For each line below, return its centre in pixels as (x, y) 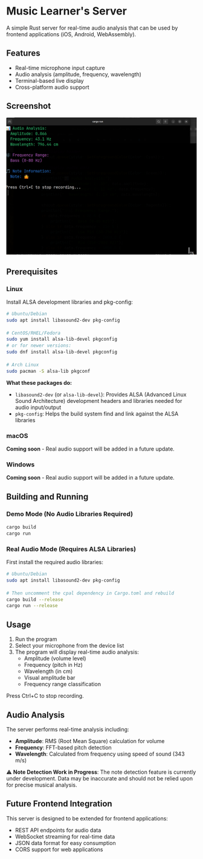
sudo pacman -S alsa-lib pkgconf (48, 371)
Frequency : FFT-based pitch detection (63, 747)
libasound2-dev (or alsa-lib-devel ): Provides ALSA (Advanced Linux (101, 394)
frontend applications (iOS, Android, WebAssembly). (71, 34)
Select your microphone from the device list (69, 646)
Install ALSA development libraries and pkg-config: (69, 302)
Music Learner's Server (66, 11)
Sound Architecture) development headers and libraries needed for (98, 401)
